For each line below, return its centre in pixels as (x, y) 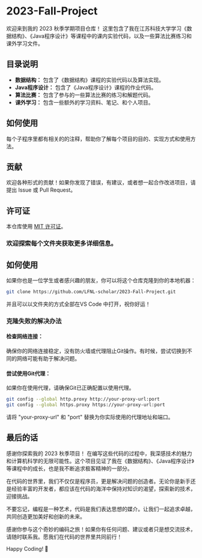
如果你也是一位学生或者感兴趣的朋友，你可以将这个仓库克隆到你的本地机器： (101, 280)
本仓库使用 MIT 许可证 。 (36, 226)
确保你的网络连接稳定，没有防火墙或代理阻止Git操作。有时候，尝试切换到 (97, 351)
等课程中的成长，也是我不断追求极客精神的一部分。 (69, 468)
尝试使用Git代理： (29, 373)
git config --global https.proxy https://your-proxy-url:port (86, 405)
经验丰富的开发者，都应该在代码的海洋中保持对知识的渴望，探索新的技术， (103, 488)
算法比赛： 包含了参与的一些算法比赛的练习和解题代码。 (84, 95)
